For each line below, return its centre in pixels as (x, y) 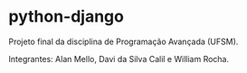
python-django (66, 17)
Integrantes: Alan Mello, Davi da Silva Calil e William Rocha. (119, 59)
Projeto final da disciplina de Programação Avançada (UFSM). (123, 41)
